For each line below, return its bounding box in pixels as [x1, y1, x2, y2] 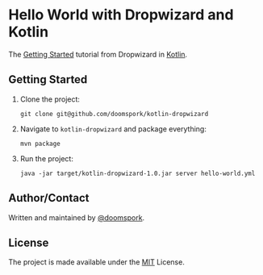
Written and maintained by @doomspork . [8, 212, 145, 223]
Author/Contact [8, 191, 90, 205]
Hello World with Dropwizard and [8, 6, 234, 24]
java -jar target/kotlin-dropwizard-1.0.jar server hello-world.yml [19, 169, 256, 177]
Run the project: [19, 153, 74, 163]
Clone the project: [19, 94, 81, 104]
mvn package [19, 140, 61, 148]
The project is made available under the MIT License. [8, 257, 186, 267]
